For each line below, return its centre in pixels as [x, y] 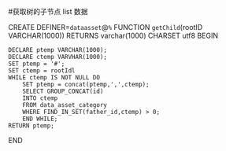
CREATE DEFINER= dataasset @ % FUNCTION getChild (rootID [106, 27]
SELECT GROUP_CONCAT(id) [63, 91]
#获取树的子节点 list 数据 [48, 11]
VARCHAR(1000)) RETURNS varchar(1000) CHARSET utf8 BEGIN [113, 35]
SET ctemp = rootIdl [42, 71]
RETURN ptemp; [31, 126]
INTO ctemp [40, 98]
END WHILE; [40, 119]
